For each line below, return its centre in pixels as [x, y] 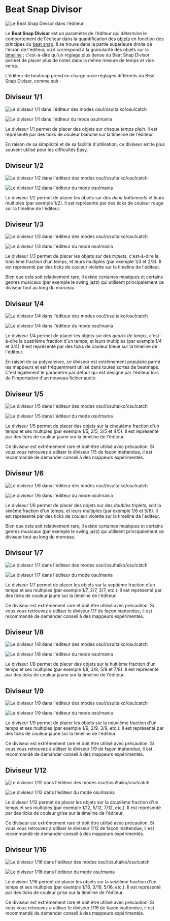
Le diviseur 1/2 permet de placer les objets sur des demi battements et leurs [85, 197]
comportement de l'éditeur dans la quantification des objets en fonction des [84, 39]
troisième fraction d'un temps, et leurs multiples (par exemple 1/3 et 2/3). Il [83, 262]
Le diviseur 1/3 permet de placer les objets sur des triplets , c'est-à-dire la [82, 256]
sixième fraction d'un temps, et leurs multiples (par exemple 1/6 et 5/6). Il [82, 511]
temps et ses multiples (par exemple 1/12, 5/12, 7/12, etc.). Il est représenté [83, 808]
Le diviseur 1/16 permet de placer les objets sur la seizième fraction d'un [81, 881]
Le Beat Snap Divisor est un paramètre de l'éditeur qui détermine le [76, 33]
